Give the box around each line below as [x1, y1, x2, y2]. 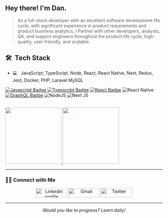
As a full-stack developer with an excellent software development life [17, 17, 160, 23]
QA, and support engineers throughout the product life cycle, [17, 33, 143, 39]
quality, [17, 39, 33, 45]
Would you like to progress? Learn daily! [42, 207, 126, 213]
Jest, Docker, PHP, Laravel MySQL [12, 77, 83, 83]
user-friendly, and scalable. [33, 39, 90, 45]
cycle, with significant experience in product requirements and [17, 23, 146, 29]
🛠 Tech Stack [5, 54, 51, 62]
